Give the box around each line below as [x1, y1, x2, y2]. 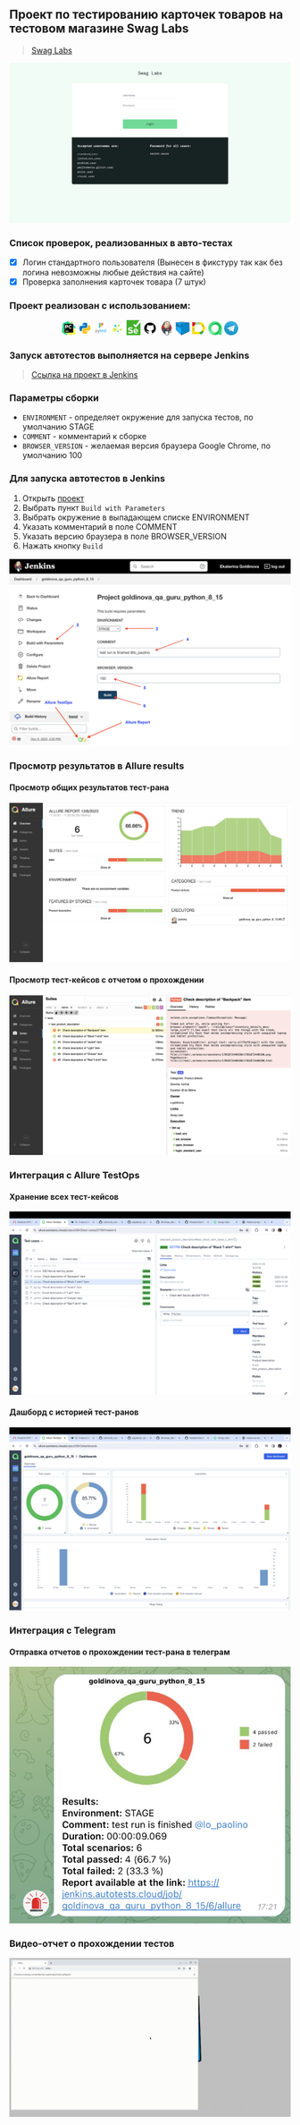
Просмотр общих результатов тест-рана [9, 782, 170, 793]
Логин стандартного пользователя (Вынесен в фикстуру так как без [21, 257, 283, 268]
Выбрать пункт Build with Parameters [21, 502, 166, 513]
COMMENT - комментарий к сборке [21, 431, 147, 442]
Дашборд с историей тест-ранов [9, 1407, 139, 1417]
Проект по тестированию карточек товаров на [9, 7, 284, 22]
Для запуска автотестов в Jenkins [9, 472, 165, 485]
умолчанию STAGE [21, 421, 95, 432]
